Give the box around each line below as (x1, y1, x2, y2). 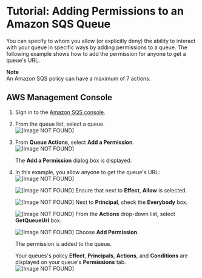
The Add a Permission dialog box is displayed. (15, 157, 132, 164)
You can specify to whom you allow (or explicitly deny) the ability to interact (6, 37, 196, 44)
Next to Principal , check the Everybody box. (75, 198, 188, 206)
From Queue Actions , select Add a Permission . (15, 138, 135, 146)
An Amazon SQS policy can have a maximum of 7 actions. (6, 75, 151, 82)
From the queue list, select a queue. (15, 120, 105, 127)
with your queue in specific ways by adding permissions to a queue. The (6, 44, 188, 51)
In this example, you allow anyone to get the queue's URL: (15, 168, 160, 175)
